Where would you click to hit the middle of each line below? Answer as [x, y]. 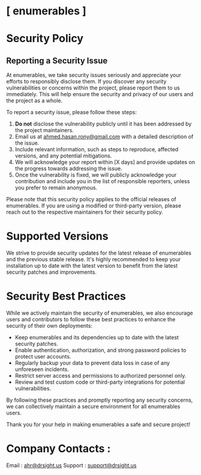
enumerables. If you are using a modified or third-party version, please [94, 206]
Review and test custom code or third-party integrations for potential [100, 382]
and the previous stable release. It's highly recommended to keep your [94, 259]
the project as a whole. [34, 101]
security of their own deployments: [49, 326]
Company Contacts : [58, 449]
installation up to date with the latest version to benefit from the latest [92, 266]
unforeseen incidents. [42, 369]
